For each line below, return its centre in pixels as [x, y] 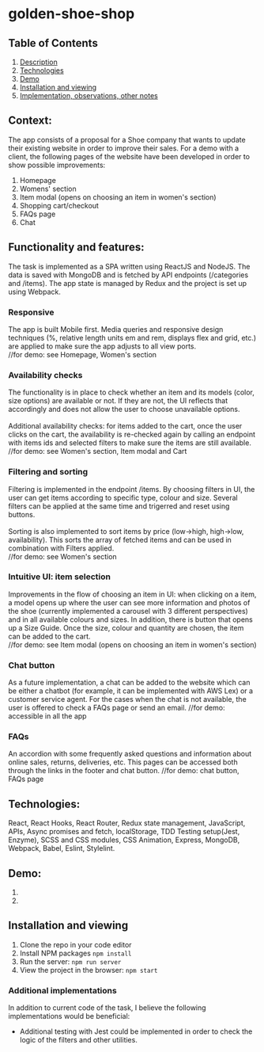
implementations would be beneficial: [69, 1016]
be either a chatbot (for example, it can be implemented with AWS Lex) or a [131, 691]
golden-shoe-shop [72, 14]
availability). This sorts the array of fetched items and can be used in [120, 539]
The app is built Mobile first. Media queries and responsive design [116, 329]
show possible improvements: [57, 165]
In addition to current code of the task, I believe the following [107, 1008]
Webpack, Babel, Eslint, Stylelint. [62, 848]
